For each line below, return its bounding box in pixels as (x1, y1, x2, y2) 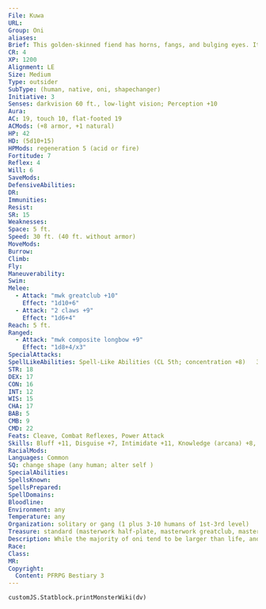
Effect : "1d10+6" (22, 299, 80, 307)
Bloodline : (8, 498, 44, 506)
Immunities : (8, 196, 47, 204)
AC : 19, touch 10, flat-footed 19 (8, 115, 123, 123)
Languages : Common (8, 454, 69, 462)
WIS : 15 (8, 395, 34, 403)
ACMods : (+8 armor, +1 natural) (8, 122, 115, 130)
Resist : (8, 203, 34, 211)
